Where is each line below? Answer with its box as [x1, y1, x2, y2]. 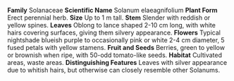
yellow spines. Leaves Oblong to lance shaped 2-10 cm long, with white [7, 21, 216, 29]
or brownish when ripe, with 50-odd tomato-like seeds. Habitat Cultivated [7, 51, 223, 59]
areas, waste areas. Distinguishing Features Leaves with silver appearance [7, 58, 228, 66]
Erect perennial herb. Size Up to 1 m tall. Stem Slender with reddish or [7, 13, 211, 22]
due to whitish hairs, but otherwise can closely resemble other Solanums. [7, 66, 221, 74]
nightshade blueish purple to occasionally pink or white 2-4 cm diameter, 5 [7, 36, 225, 44]
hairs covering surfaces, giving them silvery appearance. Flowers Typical [7, 28, 221, 37]
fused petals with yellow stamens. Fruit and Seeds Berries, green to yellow [7, 44, 226, 51]
